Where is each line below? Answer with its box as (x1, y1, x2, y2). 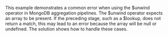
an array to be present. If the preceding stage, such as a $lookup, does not (5, 15, 161, 21)
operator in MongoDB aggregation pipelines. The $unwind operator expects (5, 10, 163, 16)
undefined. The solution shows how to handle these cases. (5, 26, 128, 32)
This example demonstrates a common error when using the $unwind (5, 5, 150, 10)
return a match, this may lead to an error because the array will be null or (5, 20, 157, 26)
